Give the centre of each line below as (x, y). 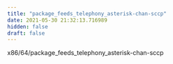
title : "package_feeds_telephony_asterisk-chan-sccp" (87, 14)
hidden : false (28, 26)
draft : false (26, 33)
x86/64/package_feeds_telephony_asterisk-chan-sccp (85, 53)
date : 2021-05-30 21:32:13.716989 (58, 20)
